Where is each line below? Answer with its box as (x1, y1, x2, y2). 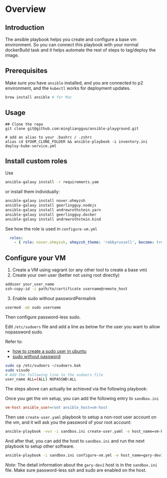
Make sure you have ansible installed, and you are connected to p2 (5, 80, 143, 85)
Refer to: (5, 338, 23, 344)
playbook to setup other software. (5, 443, 75, 449)
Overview (5, 3, 46, 15)
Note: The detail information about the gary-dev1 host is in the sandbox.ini (5, 462, 158, 468)
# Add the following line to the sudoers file (5, 372, 103, 377)
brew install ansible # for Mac (5, 94, 72, 100)
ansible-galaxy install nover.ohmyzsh (5, 198, 85, 203)
